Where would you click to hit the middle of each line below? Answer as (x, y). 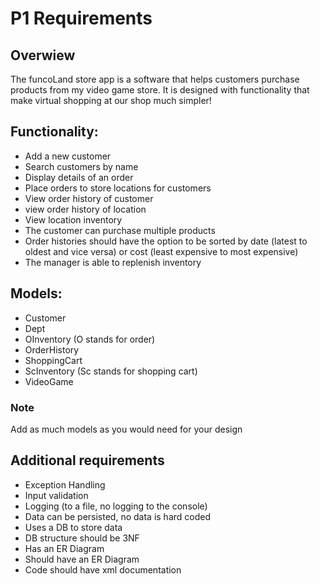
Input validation (56, 495)
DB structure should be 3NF (82, 538)
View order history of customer (89, 198)
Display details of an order (79, 177)
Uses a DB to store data (73, 527)
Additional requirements (87, 460)
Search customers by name (81, 166)
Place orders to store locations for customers (118, 188)
